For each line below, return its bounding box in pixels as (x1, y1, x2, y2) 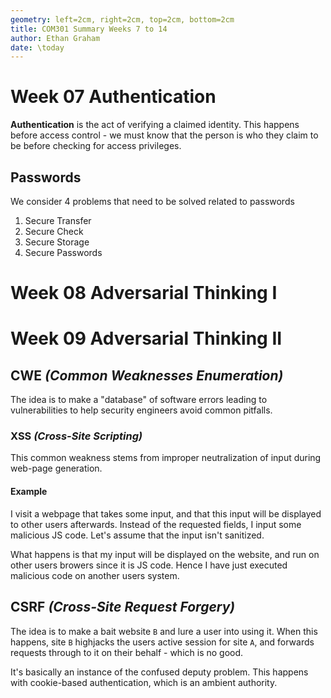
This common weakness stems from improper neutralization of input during (10, 452, 322, 464)
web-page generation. (10, 462, 103, 475)
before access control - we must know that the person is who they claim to (10, 129, 319, 141)
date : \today (10, 42, 65, 53)
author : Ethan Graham (10, 33, 101, 43)
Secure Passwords (24, 247, 103, 258)
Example (10, 486, 48, 498)
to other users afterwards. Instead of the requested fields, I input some (10, 518, 302, 530)
